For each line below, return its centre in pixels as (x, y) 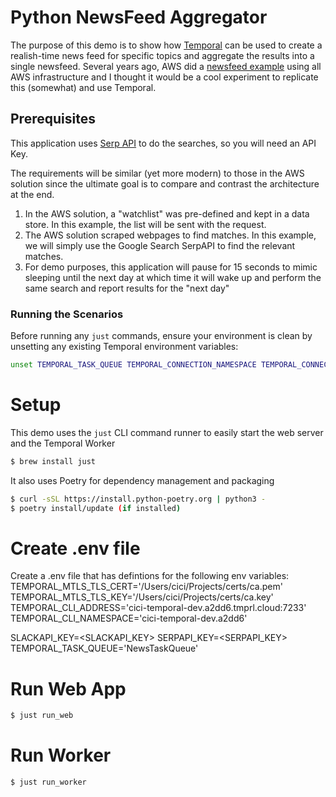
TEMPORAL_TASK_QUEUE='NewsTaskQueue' (104, 648)
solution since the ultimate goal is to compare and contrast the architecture (165, 183)
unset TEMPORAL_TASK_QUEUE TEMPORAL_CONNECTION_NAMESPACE (133, 365)
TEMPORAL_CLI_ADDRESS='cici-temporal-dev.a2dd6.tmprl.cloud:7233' (158, 608)
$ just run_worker (48, 782)
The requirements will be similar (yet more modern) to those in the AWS (157, 173)
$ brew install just (53, 461)
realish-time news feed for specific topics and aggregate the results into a (162, 55)
